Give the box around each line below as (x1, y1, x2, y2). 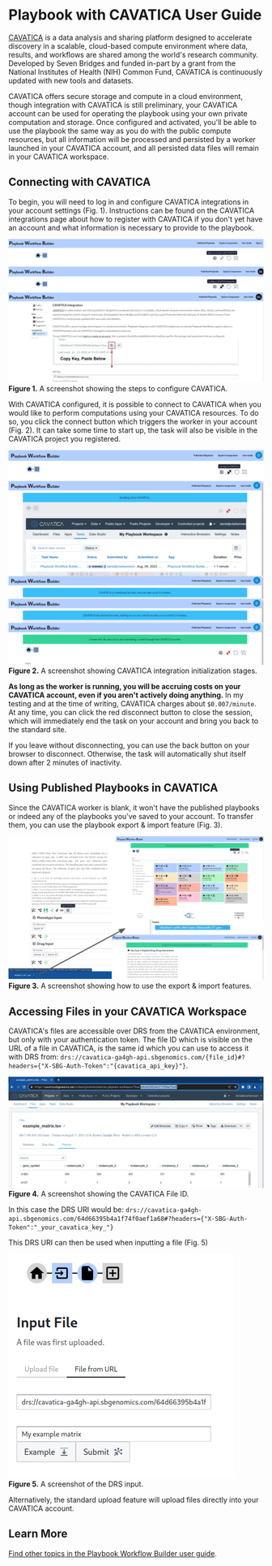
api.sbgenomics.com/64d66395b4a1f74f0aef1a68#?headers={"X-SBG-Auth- (8, 1214, 249, 1223)
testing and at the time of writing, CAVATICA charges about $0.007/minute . (8, 698, 257, 708)
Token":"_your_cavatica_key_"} (8, 1223, 114, 1232)
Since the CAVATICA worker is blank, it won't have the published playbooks (8, 802, 260, 813)
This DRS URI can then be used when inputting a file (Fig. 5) (8, 1237, 209, 1247)
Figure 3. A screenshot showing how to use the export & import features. (8, 981, 253, 991)
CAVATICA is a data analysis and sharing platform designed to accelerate (8, 32, 253, 42)
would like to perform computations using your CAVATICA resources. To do (8, 408, 259, 418)
